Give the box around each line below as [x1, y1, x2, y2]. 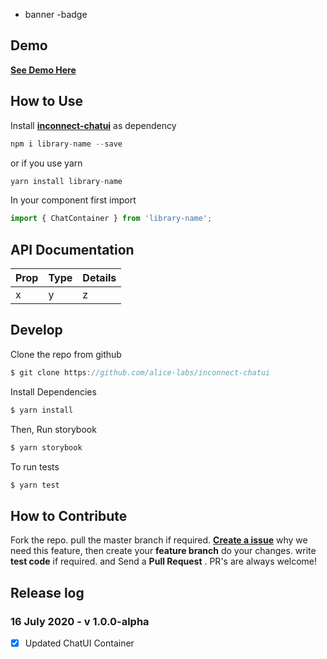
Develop [10, 322, 63, 339]
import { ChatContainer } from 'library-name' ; [10, 214, 213, 224]
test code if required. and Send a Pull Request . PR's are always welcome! [10, 555, 318, 568]
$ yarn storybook [10, 442, 83, 453]
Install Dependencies [10, 385, 97, 398]
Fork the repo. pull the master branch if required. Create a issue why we [10, 534, 308, 546]
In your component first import [10, 194, 137, 206]
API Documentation [10, 241, 135, 258]
